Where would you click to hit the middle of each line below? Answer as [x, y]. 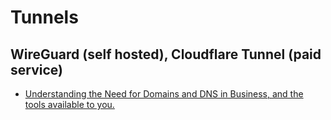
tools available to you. [69, 104]
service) [36, 69]
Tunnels [44, 17]
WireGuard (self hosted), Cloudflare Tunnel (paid [166, 54]
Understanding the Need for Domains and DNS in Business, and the [164, 94]
